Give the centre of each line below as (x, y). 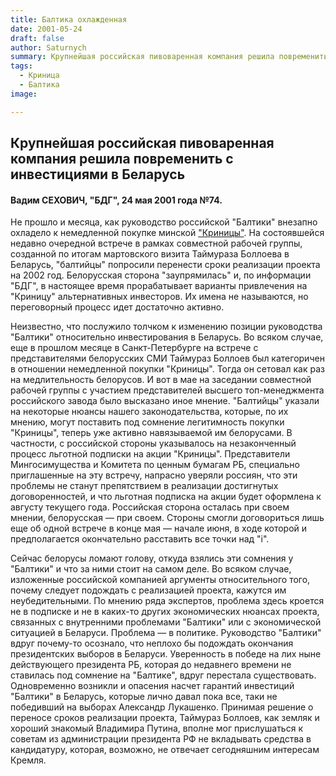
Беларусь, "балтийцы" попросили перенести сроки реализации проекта (165, 265)
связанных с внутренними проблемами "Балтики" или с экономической (166, 622)
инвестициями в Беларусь (98, 174)
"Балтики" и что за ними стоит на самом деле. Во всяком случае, (151, 569)
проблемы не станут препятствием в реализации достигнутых (144, 486)
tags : (21, 66)
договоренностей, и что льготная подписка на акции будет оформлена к (166, 497)
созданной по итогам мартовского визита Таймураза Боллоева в (150, 254)
